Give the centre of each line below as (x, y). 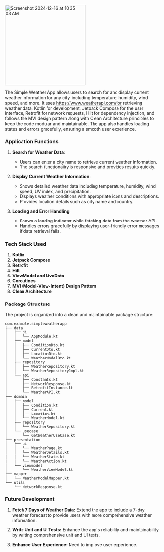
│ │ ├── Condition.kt (31, 405)
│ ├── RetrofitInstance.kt (39, 388)
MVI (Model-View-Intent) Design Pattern (54, 286)
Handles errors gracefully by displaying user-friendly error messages (89, 226)
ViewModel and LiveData (38, 276)
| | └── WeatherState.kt (35, 457)
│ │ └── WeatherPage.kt (34, 448)
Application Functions (32, 141)
